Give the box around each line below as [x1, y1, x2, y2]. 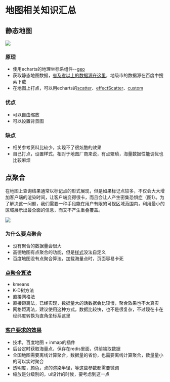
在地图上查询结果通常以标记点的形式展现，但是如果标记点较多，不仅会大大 [5, 187, 160, 194]
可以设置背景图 [12, 118, 44, 124]
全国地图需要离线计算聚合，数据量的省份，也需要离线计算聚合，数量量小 [12, 352, 163, 358]
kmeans [12, 281, 29, 288]
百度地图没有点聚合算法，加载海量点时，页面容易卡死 [12, 256, 124, 262]
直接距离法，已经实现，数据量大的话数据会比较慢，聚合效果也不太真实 [12, 300, 159, 306]
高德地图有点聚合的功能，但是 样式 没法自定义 [12, 249, 106, 255]
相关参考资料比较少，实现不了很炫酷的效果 [12, 144, 102, 150]
